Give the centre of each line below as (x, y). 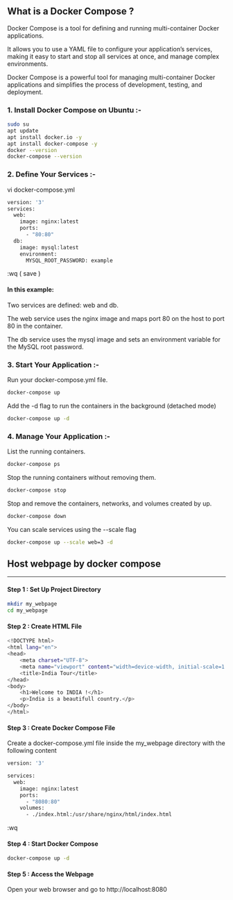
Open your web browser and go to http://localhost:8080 (87, 890)
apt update (23, 131)
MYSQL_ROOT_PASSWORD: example (69, 260)
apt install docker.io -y (44, 137)
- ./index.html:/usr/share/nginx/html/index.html (98, 815)
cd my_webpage (28, 610)
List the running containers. (46, 451)
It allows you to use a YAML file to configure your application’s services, (110, 49)
